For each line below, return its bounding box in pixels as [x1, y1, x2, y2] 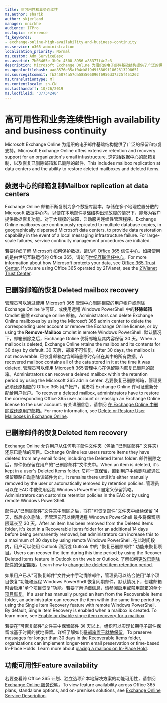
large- [147, 232, 160, 238]
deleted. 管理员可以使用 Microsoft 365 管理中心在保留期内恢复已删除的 [5, 365, 150, 371]
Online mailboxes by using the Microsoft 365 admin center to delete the [5, 318, 152, 324]
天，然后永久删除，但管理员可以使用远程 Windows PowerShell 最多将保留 [5, 514, 156, 520]
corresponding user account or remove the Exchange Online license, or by [5, 323, 158, 329]
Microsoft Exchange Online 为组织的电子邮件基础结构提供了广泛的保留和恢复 [5, 141, 162, 147]
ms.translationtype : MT [5, 77, 55, 82]
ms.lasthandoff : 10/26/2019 [5, 86, 64, 91]
